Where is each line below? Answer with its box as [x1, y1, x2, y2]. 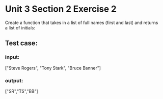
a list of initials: [5, 25, 35, 30]
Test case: [5, 39, 38, 48]
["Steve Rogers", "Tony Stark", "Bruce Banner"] [5, 65, 101, 71]
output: [5, 77, 24, 84]
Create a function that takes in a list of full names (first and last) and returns [5, 20, 158, 25]
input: [5, 54, 20, 61]
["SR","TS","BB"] [5, 88, 38, 94]
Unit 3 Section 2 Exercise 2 [5, 3, 117, 15]
